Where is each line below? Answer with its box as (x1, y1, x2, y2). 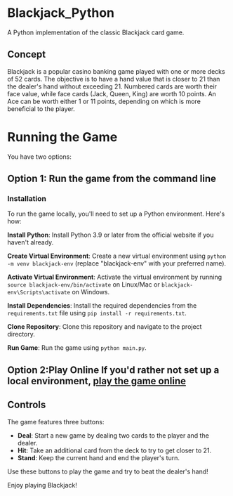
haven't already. (7, 238, 54, 247)
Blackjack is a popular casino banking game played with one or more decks (7, 67, 226, 75)
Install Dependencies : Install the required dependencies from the (7, 301, 197, 310)
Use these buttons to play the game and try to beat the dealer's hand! (7, 467, 208, 476)
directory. (7, 330, 35, 339)
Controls (7, 399, 46, 411)
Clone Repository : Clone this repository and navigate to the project (7, 322, 202, 331)
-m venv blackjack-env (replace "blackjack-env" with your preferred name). (7, 259, 227, 268)
